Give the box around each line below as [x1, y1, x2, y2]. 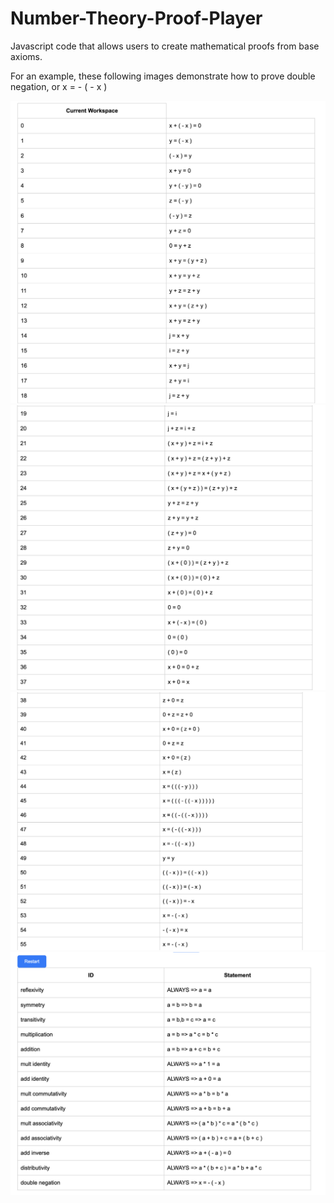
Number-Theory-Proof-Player [10, 7, 263, 30]
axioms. [10, 50, 43, 62]
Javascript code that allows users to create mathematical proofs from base [10, 40, 320, 52]
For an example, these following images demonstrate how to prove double [10, 70, 316, 82]
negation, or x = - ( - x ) [10, 80, 108, 92]
